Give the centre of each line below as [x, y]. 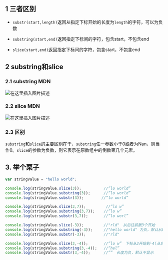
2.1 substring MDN [28, 82]
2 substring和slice [34, 67]
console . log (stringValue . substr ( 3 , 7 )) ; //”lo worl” [67, 216]
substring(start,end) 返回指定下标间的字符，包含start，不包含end [80, 39]
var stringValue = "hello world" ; [41, 179]
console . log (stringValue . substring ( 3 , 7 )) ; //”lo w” [63, 211]
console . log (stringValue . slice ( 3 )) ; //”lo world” [68, 188]
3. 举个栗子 [22, 168]
